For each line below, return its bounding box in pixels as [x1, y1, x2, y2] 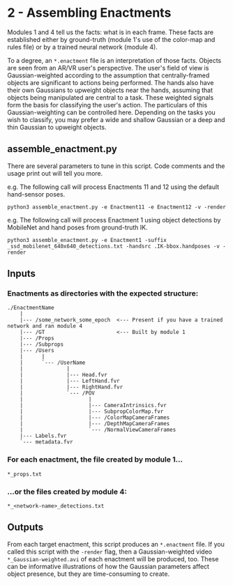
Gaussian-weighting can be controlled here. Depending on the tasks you [7, 108, 216, 116]
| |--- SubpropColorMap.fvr [20, 408, 164, 416]
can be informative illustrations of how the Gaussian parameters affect [7, 562, 209, 570]
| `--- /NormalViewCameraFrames [20, 427, 176, 434]
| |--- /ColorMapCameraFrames [20, 414, 170, 421]
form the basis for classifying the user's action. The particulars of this [7, 100, 208, 109]
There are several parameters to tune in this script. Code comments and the [7, 162, 225, 170]
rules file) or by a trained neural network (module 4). [7, 43, 158, 51]
